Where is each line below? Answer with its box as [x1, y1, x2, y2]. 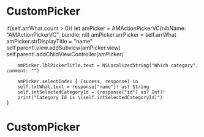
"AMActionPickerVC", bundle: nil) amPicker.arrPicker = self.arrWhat [6, 31, 176, 38]
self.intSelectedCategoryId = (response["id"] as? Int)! [17, 89, 166, 95]
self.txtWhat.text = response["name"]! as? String [17, 84, 149, 90]
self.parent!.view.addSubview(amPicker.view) [6, 44, 121, 51]
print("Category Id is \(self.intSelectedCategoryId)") [17, 94, 164, 100]
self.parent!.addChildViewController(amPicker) [6, 50, 124, 57]
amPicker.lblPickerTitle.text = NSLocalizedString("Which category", [17, 62, 199, 68]
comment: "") [6, 67, 40, 74]
